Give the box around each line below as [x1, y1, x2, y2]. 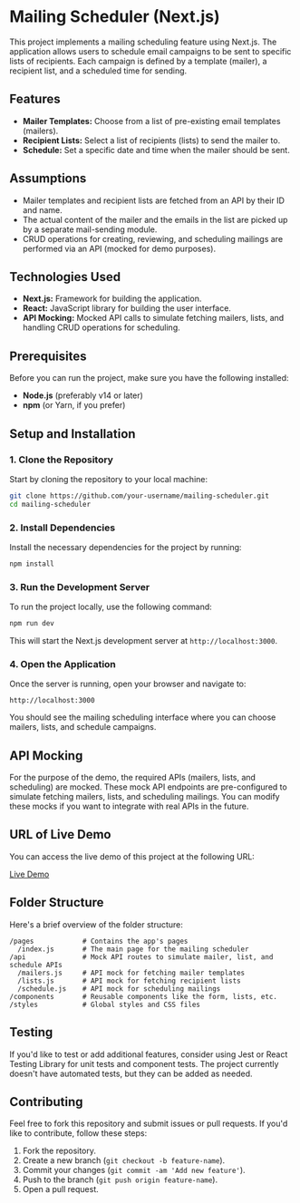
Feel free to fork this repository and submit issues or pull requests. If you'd [9, 1118, 288, 1130]
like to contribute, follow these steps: [9, 1128, 148, 1139]
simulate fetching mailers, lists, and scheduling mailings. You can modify [9, 791, 280, 802]
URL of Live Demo [9, 827, 111, 842]
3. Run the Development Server [9, 580, 150, 593]
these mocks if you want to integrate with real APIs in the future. [9, 800, 249, 812]
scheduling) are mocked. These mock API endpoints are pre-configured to [9, 781, 287, 792]
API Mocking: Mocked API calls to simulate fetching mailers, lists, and [22, 313, 285, 324]
